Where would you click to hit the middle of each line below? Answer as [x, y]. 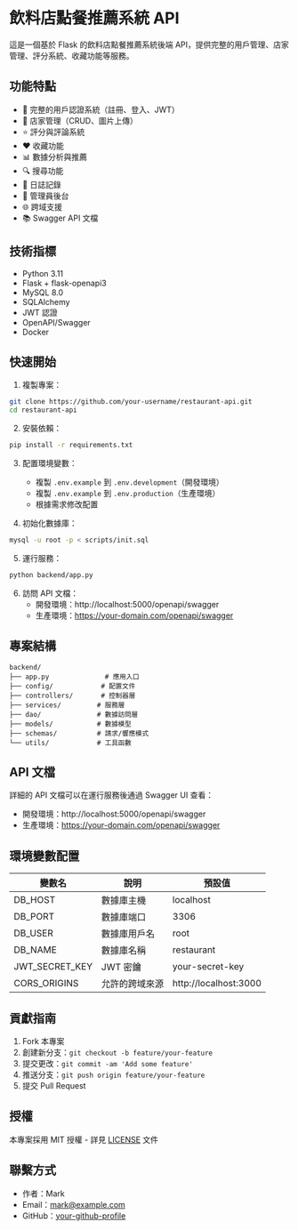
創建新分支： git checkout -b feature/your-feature [117, 1052]
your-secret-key [208, 967]
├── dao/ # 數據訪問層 [74, 714]
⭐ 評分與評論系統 [53, 132]
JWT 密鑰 [121, 968]
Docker [36, 332]
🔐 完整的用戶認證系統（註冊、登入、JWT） [101, 109]
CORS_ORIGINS [46, 984]
